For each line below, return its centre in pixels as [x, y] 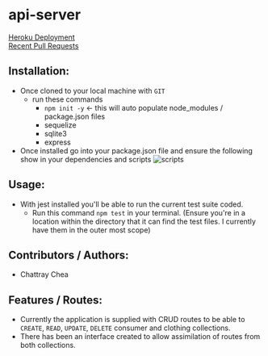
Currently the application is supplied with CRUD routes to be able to [132, 320]
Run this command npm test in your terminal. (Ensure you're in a [139, 212]
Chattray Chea [44, 274]
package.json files [75, 116]
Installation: [39, 71]
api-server [45, 15]
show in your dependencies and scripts [86, 159]
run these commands [67, 99]
